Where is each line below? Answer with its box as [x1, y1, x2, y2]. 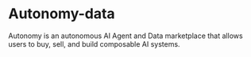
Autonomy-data [8, 5, 115, 23]
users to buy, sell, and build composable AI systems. [8, 39, 180, 48]
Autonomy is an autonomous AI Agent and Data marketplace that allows [8, 31, 244, 40]
